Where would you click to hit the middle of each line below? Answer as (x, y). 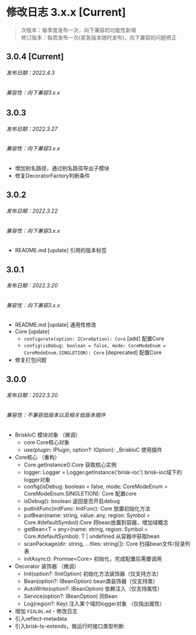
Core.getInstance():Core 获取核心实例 (70, 464)
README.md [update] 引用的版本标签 (61, 250)
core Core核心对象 (47, 442)
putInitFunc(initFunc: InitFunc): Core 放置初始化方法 (87, 508)
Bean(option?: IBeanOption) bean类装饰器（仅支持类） (91, 581)
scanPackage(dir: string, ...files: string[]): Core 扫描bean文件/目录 (104, 543)
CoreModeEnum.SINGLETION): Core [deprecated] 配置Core (93, 353)
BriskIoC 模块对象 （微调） (48, 434)
